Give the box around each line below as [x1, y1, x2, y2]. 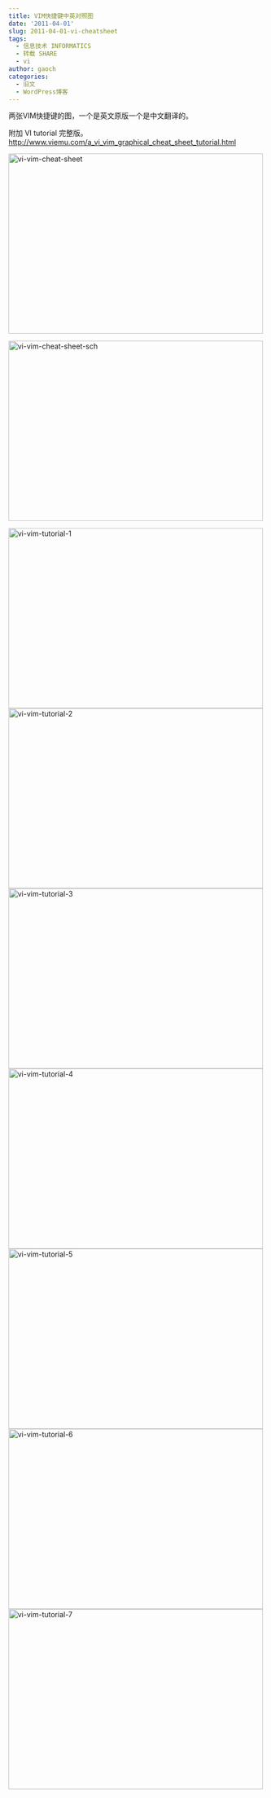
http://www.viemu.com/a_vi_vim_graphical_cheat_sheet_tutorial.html [8, 138, 237, 147]
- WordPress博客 [15, 87, 68, 96]
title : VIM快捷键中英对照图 [8, 11, 94, 20]
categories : [8, 72, 49, 81]
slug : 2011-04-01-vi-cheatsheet [8, 27, 118, 35]
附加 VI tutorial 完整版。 [8, 128, 88, 138]
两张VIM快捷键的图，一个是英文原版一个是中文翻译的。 [8, 111, 194, 121]
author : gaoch [8, 65, 57, 73]
